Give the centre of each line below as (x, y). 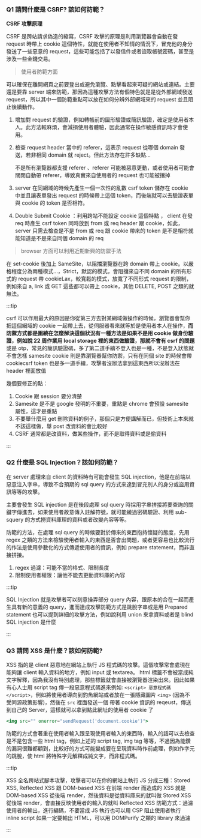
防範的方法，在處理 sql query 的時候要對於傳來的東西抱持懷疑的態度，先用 (98, 532)
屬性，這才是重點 (36, 411)
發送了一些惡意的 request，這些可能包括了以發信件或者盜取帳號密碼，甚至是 (100, 52)
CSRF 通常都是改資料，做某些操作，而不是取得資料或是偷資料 (91, 434)
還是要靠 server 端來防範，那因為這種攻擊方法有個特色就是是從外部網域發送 (99, 92)
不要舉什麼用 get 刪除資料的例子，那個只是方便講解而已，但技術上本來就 (104, 419)
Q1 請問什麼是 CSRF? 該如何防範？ (56, 9)
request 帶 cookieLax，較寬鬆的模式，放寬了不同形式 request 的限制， (105, 279)
